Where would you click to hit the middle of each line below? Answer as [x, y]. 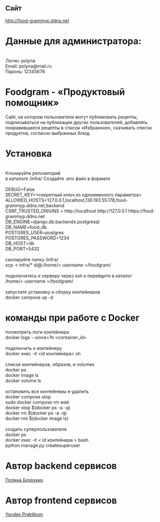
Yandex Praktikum [24, 514]
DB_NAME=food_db [26, 227]
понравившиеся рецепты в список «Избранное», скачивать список [79, 128]
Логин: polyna [20, 60]
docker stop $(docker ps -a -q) [38, 407]
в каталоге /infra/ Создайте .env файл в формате [58, 178]
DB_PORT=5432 [22, 249]
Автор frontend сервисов [61, 500]
